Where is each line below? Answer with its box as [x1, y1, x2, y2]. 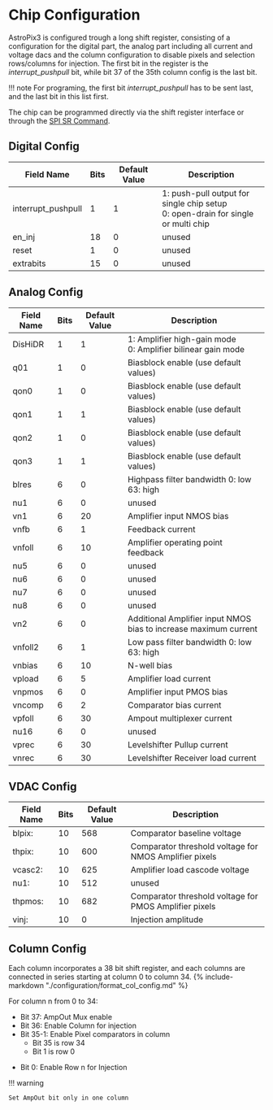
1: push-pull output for [162, 187, 250, 198]
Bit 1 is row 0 [32, 1047, 76, 1056]
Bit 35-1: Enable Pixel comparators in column [19, 1029, 171, 1039]
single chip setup [162, 198, 227, 209]
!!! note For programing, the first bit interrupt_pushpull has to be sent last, [8, 83, 253, 93]
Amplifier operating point [127, 537, 223, 548]
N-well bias [127, 659, 173, 671]
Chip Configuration [8, 6, 141, 24]
